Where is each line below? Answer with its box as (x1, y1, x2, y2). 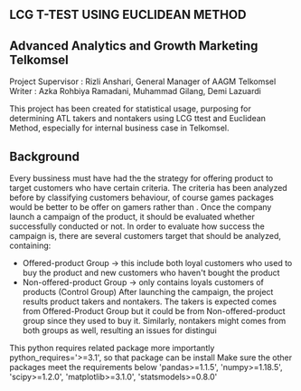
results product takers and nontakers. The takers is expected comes (22, 296, 277, 307)
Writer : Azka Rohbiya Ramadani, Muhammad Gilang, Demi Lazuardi (9, 86, 262, 97)
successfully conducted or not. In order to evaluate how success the (9, 221, 265, 232)
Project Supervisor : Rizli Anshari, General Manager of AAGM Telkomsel (9, 76, 277, 87)
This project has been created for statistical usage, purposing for (9, 103, 251, 114)
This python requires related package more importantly (9, 343, 215, 354)
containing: (9, 240, 52, 252)
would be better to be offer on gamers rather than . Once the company (9, 202, 272, 213)
